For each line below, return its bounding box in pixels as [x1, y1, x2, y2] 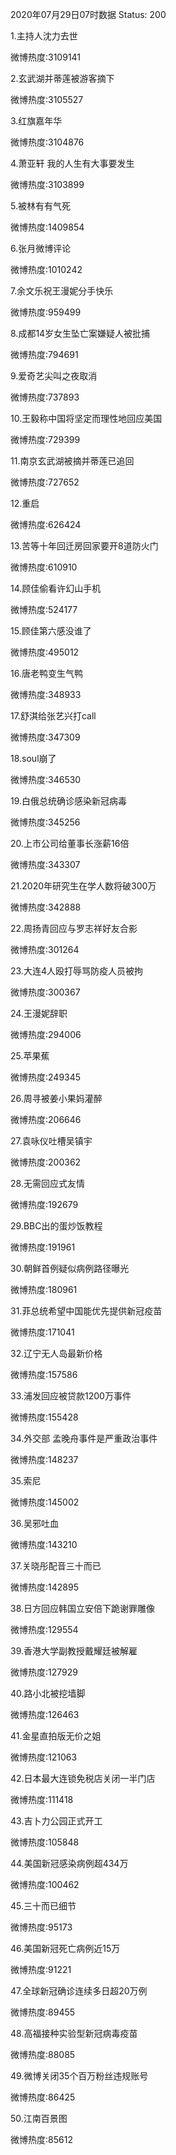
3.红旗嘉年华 [10, 115, 63, 127]
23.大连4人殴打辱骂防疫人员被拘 [10, 965, 143, 977]
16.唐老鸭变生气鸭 [10, 668, 83, 679]
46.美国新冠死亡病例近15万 [10, 1943, 121, 1954]
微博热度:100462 [10, 1879, 80, 1890]
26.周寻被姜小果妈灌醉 [10, 1093, 103, 1104]
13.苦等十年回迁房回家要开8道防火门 [10, 540, 159, 552]
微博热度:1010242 [10, 264, 83, 275]
